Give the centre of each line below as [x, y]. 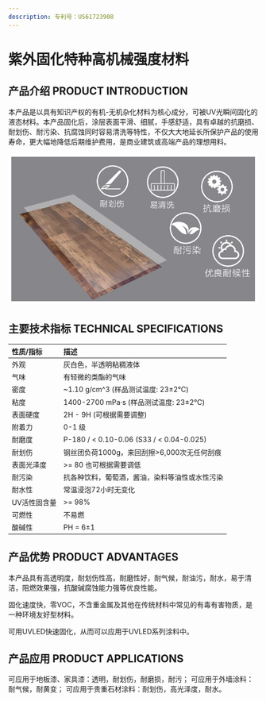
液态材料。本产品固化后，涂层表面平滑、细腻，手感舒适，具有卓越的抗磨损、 [133, 121]
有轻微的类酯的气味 [95, 377]
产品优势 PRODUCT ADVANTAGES [93, 557]
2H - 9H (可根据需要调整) [105, 414]
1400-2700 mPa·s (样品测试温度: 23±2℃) [134, 402]
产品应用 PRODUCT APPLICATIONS [96, 659]
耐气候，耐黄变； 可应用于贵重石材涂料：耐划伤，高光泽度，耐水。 [117, 689]
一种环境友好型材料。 [43, 614]
